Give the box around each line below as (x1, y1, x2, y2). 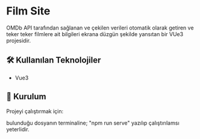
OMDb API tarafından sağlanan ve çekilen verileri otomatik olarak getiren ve (6, 24, 194, 31)
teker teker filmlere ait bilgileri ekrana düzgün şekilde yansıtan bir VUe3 (6, 30, 184, 37)
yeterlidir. (6, 125, 30, 133)
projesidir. (6, 37, 31, 44)
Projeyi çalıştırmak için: (6, 107, 64, 115)
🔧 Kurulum (6, 91, 46, 102)
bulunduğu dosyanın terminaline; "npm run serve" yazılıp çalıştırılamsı (6, 119, 180, 126)
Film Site (6, 4, 51, 18)
